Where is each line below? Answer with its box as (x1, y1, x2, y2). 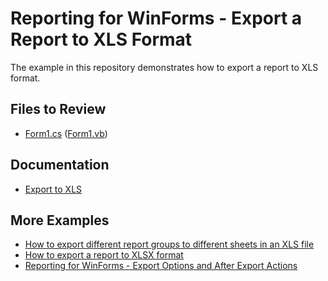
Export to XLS (24, 183, 83, 195)
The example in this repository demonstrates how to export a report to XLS (10, 61, 319, 73)
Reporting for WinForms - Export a (10, 7, 303, 30)
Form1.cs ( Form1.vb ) (24, 127, 108, 139)
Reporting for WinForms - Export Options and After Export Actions (24, 260, 298, 272)
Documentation (10, 157, 110, 174)
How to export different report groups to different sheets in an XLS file (24, 238, 315, 251)
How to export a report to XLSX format (24, 249, 184, 261)
